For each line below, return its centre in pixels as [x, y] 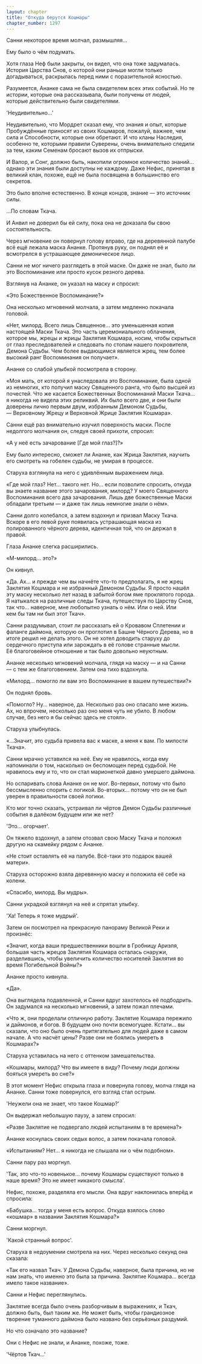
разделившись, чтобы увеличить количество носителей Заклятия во [95, 959]
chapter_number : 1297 [33, 23]
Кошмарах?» [23, 1044]
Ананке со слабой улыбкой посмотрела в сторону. [72, 369]
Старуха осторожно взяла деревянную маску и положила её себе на [96, 874]
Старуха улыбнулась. [34, 729]
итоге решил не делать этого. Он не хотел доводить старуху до [88, 638]
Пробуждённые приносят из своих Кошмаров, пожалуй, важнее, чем [96, 131]
